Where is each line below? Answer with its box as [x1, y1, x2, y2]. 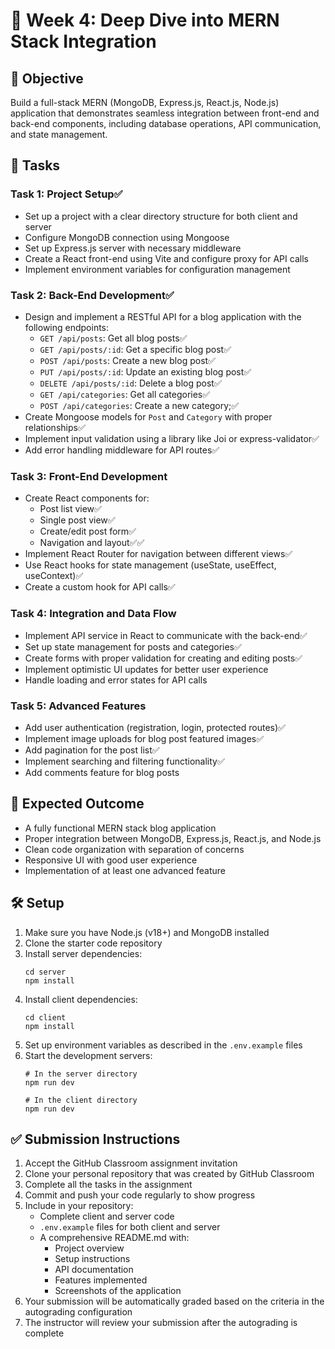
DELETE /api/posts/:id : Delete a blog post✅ [39, 377, 222, 389]
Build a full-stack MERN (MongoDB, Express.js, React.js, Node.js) [10, 97, 280, 108]
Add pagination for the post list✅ [24, 744, 160, 756]
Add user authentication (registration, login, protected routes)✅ [24, 721, 286, 733]
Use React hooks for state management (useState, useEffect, [24, 559, 277, 571]
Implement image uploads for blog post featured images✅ [24, 732, 265, 744]
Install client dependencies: [24, 993, 138, 1005]
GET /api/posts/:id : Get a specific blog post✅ [39, 343, 232, 355]
